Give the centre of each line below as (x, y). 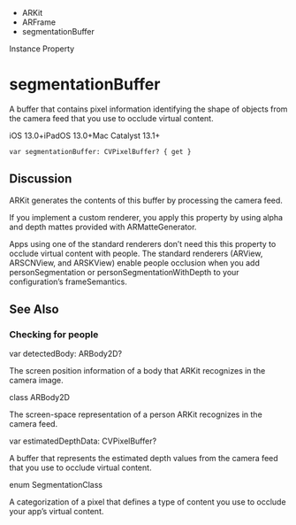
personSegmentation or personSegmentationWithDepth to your (125, 272)
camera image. (36, 381)
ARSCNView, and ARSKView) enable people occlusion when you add (135, 262)
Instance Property (42, 49)
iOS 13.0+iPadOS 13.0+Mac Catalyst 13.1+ (85, 135)
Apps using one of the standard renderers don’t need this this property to (143, 243)
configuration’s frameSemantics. (68, 282)
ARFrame (38, 22)
